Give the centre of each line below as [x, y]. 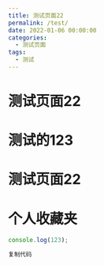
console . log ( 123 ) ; [38, 240]
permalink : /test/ [38, 23]
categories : [28, 38]
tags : [17, 52]
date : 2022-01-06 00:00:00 [52, 30]
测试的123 [41, 140]
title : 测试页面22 [36, 15]
